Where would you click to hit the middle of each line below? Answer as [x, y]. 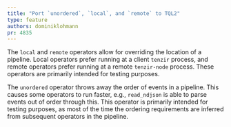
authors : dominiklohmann [43, 26]
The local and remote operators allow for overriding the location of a [104, 52]
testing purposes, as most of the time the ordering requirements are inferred [115, 109]
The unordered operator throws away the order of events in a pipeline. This [113, 87]
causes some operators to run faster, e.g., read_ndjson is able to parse [107, 95]
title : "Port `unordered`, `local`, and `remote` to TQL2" [94, 13]
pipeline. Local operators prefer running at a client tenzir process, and [108, 60]
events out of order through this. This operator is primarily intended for [108, 102]
